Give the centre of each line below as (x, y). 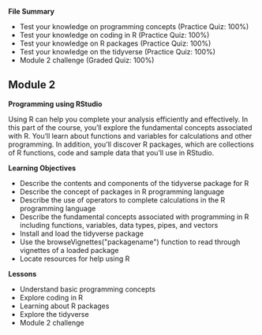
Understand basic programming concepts (88, 289)
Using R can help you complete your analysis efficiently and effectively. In (128, 119)
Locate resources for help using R (75, 259)
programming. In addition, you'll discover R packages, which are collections (131, 144)
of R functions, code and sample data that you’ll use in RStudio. (111, 152)
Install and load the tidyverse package (82, 233)
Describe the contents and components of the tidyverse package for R (134, 183)
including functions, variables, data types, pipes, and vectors (119, 225)
